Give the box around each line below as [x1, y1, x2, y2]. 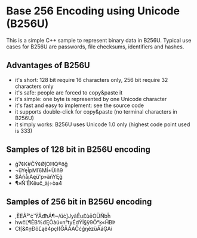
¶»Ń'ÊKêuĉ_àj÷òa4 [14, 179, 63, 187]
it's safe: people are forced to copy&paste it [14, 89, 123, 96]
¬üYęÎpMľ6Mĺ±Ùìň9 [14, 166, 63, 174]
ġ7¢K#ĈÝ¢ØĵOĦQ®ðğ [14, 160, 68, 167]
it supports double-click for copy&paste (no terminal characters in [14, 108, 177, 115]
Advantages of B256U [6, 60, 91, 71]
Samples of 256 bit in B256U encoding [6, 196, 152, 207]
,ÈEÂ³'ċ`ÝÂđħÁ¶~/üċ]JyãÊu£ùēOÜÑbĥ [14, 212, 111, 219]
